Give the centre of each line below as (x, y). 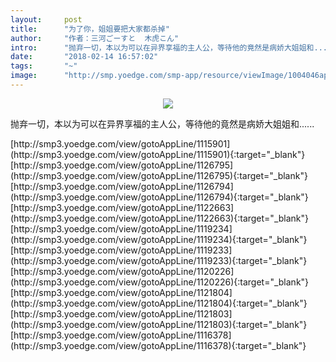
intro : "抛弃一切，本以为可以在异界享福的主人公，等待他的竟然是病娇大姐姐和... (169, 47)
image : (24, 76)
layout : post (46, 19)
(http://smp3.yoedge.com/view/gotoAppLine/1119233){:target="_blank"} (159, 260)
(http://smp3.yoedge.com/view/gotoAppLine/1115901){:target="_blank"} (158, 154)
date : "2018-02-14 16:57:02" (84, 57)
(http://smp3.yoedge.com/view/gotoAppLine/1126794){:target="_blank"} (159, 197)
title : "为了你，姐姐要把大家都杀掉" (90, 29)
